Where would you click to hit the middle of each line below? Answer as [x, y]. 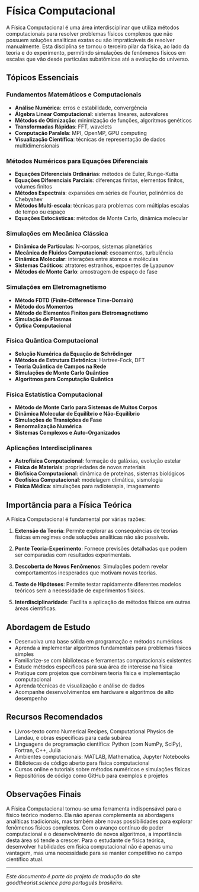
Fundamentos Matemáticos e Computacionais [74, 95]
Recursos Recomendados [54, 717]
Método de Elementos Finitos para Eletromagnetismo [81, 313]
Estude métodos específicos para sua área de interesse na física [94, 667]
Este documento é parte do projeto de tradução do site [73, 876]
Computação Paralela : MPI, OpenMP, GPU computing [81, 133]
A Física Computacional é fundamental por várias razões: [76, 519]
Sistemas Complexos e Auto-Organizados [67, 433]
